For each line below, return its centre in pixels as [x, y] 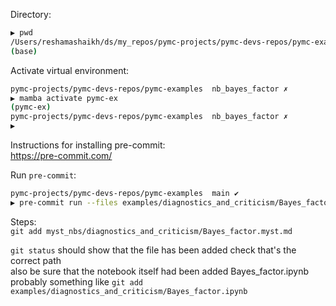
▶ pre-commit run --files [64, 202]
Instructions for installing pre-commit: [88, 145]
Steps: [23, 221]
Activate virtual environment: [70, 70]
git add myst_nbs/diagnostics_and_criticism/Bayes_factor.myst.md [151, 231]
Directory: [31, 14]
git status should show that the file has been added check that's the [153, 250]
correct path [36, 260]
